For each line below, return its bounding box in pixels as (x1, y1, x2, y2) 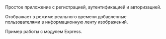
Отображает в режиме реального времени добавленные (5, 14, 127, 19)
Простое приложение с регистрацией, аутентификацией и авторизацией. (5, 4, 162, 10)
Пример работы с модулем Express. (5, 29, 83, 34)
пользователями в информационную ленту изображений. (5, 19, 128, 25)
